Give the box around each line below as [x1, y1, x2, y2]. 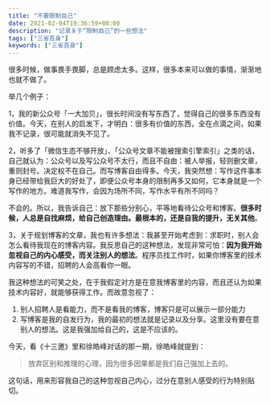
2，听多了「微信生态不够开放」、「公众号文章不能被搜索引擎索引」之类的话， [8, 146, 260, 156]
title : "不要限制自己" [8, 11, 77, 20]
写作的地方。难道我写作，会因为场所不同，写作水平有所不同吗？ [8, 186, 219, 196]
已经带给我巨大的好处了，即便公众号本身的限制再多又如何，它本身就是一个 [14, 176, 262, 185]
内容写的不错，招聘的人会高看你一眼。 [8, 260, 135, 270]
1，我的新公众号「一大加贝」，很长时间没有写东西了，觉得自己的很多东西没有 [8, 109, 261, 119]
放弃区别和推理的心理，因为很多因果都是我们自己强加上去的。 [27, 359, 233, 368]
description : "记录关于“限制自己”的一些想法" [8, 26, 148, 35]
